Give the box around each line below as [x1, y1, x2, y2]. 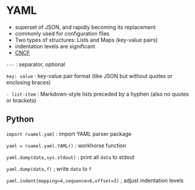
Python [6, 114, 34, 124]
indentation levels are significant [14, 43, 95, 50]
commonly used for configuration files [14, 29, 110, 37]
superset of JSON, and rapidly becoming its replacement [14, 23, 156, 31]
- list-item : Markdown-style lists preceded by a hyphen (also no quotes [6, 90, 189, 97]
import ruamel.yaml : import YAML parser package [6, 130, 132, 137]
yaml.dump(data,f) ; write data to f [6, 165, 92, 172]
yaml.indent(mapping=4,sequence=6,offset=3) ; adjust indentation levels [6, 177, 184, 184]
